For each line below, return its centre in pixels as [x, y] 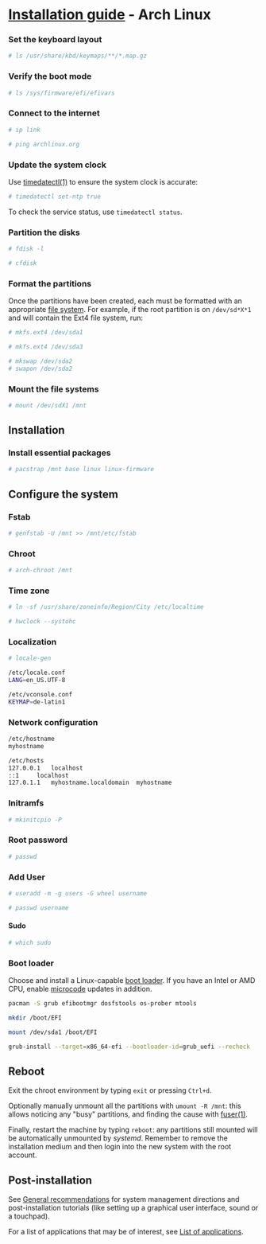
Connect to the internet [54, 113]
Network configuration [53, 722]
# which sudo [30, 942]
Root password [38, 840]
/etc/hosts [26, 760]
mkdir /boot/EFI [35, 1018]
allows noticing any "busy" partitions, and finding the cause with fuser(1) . [128, 1114]
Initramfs [26, 803]
